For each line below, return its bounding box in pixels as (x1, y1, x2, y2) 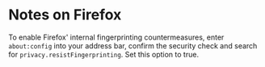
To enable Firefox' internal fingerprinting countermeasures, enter (8, 32, 225, 42)
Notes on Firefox (8, 6, 122, 24)
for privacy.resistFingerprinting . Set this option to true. (8, 49, 200, 59)
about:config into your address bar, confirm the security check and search (8, 40, 258, 50)
